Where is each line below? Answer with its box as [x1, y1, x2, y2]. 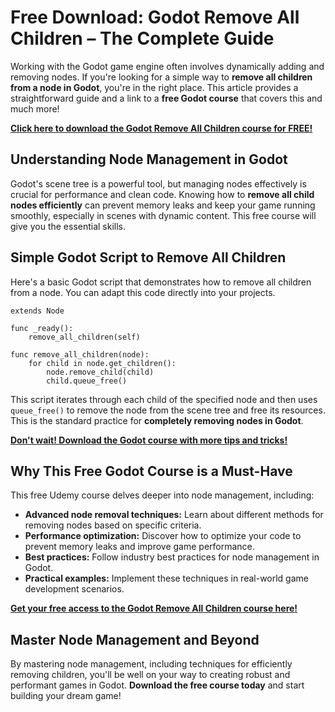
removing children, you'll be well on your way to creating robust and [10, 669, 291, 681]
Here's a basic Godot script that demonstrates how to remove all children [10, 276, 312, 288]
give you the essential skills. [10, 220, 127, 232]
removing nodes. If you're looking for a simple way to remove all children [10, 71, 313, 83]
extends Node [10, 306, 65, 316]
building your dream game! [10, 690, 122, 702]
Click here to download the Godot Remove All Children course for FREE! [10, 122, 313, 134]
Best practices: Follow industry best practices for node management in [24, 551, 320, 563]
